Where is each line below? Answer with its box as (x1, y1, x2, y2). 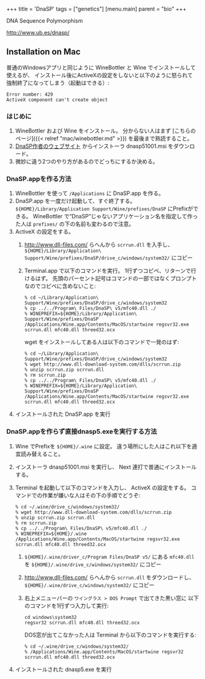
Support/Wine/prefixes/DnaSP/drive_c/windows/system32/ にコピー (24, 254, 193, 261)
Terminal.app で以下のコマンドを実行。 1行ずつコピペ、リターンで (24, 267, 192, 275)
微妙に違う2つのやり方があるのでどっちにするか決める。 (15, 158, 158, 165)
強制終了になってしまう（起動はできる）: (6, 79, 110, 86)
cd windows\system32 (24, 614, 77, 620)
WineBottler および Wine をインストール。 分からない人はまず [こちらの (15, 127, 196, 134)
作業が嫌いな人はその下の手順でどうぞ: (42, 491, 141, 499)
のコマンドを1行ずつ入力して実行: (24, 602, 109, 609)
